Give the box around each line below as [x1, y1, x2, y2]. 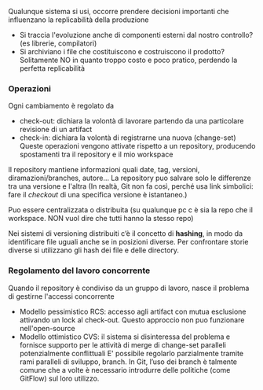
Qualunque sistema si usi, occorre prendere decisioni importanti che [8, 7, 229, 16]
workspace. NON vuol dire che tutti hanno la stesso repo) [8, 214, 194, 223]
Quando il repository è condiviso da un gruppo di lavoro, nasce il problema [8, 283, 250, 292]
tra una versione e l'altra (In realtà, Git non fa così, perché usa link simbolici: [8, 182, 254, 191]
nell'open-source [19, 323, 76, 333]
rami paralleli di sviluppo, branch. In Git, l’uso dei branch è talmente [19, 357, 238, 366]
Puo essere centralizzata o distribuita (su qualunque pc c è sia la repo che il [8, 205, 254, 215]
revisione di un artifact [19, 125, 93, 134]
